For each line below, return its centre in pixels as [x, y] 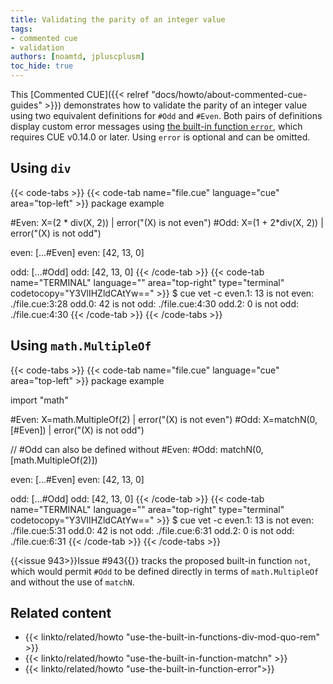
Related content [61, 613]
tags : [21, 29]
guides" [26, 105]
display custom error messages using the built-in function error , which [156, 126]
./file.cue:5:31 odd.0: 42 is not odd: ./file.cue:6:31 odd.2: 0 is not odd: [152, 530]
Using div [41, 168]
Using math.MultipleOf [81, 346]
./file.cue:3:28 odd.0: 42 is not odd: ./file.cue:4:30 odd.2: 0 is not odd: [155, 303]
